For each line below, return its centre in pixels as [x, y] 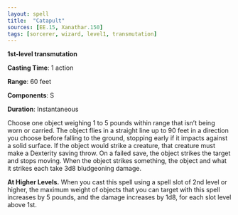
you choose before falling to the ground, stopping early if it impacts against [118, 138]
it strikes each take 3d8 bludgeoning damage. [75, 169]
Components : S [31, 95]
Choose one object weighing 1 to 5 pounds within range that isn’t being [111, 123]
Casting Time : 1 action [40, 68]
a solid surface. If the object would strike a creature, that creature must [111, 146]
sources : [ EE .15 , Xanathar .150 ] [55, 27]
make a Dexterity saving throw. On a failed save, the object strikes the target [119, 153]
